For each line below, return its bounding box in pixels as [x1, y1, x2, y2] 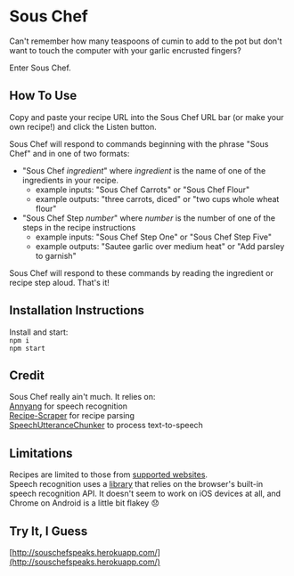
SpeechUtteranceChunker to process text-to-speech [9, 420, 203, 431]
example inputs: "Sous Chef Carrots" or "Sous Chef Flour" [35, 184, 250, 195]
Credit [9, 368, 45, 383]
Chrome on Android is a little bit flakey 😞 [9, 498, 160, 508]
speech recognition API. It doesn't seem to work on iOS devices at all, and [9, 488, 282, 499]
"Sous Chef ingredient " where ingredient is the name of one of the [21, 165, 266, 175]
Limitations [9, 445, 73, 460]
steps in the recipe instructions [21, 222, 136, 232]
